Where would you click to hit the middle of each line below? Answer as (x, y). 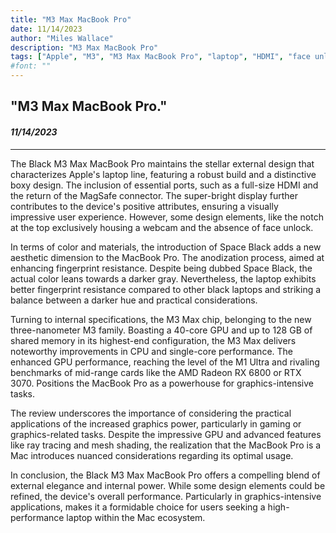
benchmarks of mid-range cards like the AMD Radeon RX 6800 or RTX (156, 372)
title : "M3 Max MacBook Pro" (71, 19)
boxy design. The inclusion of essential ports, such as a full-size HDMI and (164, 185)
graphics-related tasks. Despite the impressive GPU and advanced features (166, 434)
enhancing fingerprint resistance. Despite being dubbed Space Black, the (161, 268)
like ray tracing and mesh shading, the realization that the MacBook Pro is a (166, 445)
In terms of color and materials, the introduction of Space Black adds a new (166, 247)
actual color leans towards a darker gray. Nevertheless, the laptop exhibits (163, 278)
